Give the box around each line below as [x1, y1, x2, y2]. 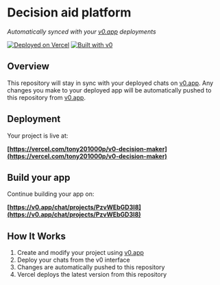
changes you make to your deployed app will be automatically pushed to [7, 86, 212, 94]
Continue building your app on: [7, 190, 95, 198]
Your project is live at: [7, 132, 69, 140]
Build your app [7, 171, 71, 183]
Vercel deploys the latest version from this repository [16, 271, 167, 279]
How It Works [7, 230, 66, 242]
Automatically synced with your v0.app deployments [7, 27, 156, 36]
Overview [7, 60, 50, 73]
